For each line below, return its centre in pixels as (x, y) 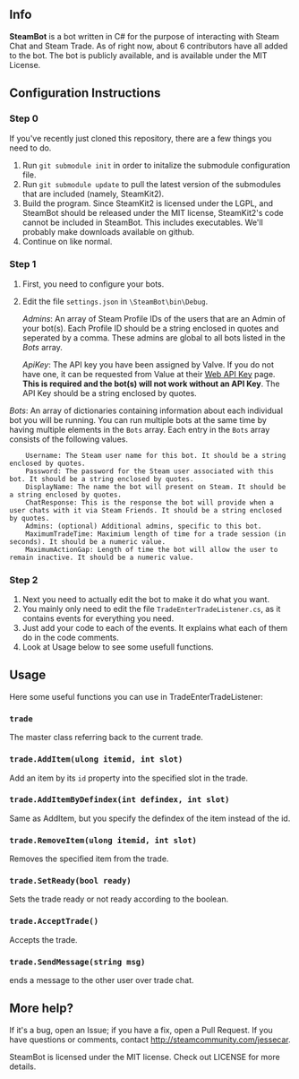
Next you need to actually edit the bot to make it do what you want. (146, 600)
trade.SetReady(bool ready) (70, 881)
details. (23, 1066)
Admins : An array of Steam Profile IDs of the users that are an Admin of (154, 318)
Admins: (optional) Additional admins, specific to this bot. (144, 526)
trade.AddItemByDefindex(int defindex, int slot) (120, 800)
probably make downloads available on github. (108, 231)
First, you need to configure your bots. (93, 284)
